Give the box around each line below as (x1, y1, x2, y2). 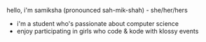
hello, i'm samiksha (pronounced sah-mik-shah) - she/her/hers (6, 6, 188, 14)
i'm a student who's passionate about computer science (16, 20, 179, 27)
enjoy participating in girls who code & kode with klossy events (16, 27, 199, 35)
